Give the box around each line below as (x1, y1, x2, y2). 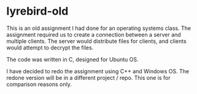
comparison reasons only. (6, 81, 72, 88)
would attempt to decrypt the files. (6, 44, 94, 51)
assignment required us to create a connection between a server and (6, 31, 181, 38)
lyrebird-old (6, 4, 69, 18)
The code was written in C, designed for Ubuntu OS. (6, 56, 139, 63)
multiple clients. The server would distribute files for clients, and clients (6, 37, 187, 45)
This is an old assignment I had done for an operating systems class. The (6, 24, 191, 32)
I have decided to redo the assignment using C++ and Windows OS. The (6, 67, 189, 74)
